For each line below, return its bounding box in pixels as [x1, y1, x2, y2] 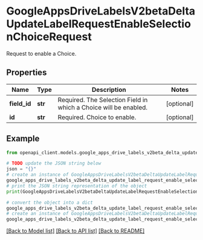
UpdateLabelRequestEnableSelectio [6, 17, 192, 31]
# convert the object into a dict [6, 199, 94, 206]
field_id [9, 99, 31, 108]
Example [6, 134, 40, 144]
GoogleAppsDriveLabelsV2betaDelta [6, 4, 196, 18]
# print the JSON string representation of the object [6, 183, 147, 189]
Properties [6, 68, 47, 78]
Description [91, 85, 126, 94]
